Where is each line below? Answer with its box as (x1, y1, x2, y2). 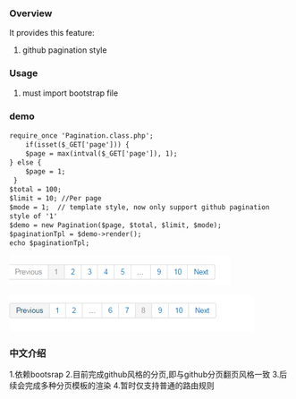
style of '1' (9, 211, 58, 221)
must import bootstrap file (21, 88, 119, 98)
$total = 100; (9, 184, 63, 194)
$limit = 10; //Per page (9, 193, 102, 203)
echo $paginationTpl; (9, 238, 90, 248)
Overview (9, 7, 53, 20)
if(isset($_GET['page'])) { (25, 140, 130, 149)
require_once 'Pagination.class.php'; (9, 131, 154, 140)
